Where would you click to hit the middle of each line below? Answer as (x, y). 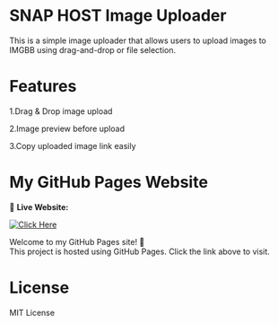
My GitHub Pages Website (109, 183)
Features (43, 87)
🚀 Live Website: (39, 206)
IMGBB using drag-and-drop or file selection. (93, 49)
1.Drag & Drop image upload (61, 111)
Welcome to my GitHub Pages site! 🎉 (77, 242)
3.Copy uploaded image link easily (73, 145)
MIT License (32, 312)
